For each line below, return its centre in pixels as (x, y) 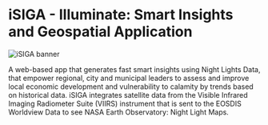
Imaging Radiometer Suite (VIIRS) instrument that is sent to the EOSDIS (125, 103)
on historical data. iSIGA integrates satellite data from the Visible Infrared (128, 95)
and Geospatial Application (100, 32)
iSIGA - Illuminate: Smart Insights (121, 15)
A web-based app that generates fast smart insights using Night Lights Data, (134, 69)
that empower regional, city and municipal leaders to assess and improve (129, 78)
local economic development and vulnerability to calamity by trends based (131, 87)
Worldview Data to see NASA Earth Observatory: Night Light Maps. (119, 112)
